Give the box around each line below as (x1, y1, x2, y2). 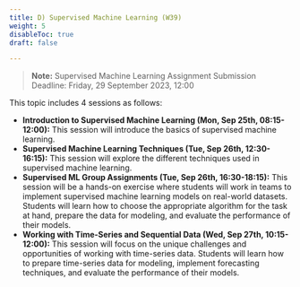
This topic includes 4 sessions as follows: (9, 98, 163, 109)
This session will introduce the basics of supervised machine (52, 125, 278, 135)
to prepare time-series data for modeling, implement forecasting (21, 257, 260, 269)
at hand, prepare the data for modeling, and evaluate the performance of (21, 210, 291, 221)
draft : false (9, 38, 58, 48)
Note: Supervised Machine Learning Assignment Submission (30, 71, 257, 82)
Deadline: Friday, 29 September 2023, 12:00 (30, 80, 194, 91)
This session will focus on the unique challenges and (52, 239, 247, 249)
